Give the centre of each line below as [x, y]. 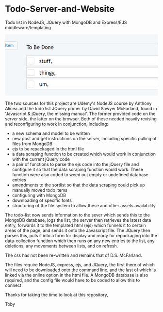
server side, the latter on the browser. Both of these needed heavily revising [81, 119]
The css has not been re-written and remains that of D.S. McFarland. [73, 255]
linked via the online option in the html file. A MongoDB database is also [77, 275]
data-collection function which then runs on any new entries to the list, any [80, 241]
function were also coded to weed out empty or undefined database [80, 175]
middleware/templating [28, 27]
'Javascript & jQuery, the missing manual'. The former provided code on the [80, 114]
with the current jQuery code [41, 159]
